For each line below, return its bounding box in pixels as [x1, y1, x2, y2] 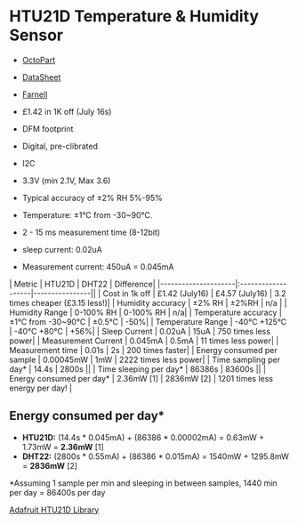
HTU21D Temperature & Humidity [9, 6, 260, 27]
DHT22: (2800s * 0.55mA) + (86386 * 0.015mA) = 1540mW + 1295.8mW [21, 451, 289, 462]
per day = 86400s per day [9, 487, 106, 497]
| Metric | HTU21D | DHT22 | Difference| [9, 278, 156, 289]
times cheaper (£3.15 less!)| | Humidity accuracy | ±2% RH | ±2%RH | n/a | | [9, 297, 287, 308]
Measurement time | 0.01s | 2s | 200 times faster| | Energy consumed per [9, 344, 278, 355]
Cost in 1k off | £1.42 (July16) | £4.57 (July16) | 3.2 [102, 287, 286, 299]
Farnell [21, 89, 48, 100]
